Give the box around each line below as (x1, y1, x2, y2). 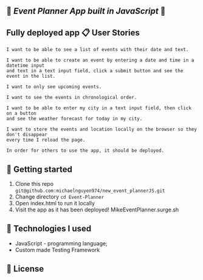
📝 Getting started (6, 164, 73, 174)
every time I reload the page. (6, 137, 86, 143)
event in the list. (6, 73, 56, 80)
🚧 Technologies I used (6, 224, 92, 234)
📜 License (6, 264, 44, 274)
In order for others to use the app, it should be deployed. (6, 148, 165, 154)
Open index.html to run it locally (15, 200, 95, 207)
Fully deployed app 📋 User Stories (6, 27, 140, 38)
